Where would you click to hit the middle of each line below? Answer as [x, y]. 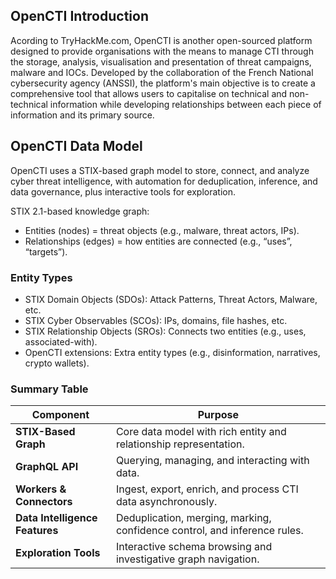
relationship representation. [180, 444]
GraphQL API [47, 467]
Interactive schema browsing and [194, 547]
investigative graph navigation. [187, 559]
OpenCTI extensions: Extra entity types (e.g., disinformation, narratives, [172, 352]
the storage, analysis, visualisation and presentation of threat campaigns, [161, 61]
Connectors [44, 502]
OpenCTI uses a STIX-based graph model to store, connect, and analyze [160, 170]
